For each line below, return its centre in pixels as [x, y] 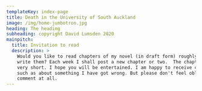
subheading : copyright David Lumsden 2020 [60, 34]
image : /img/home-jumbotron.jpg [47, 23]
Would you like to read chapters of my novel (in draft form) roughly [107, 56]
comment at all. [38, 78]
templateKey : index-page [37, 12]
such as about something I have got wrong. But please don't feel [102, 73]
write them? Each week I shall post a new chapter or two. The [99, 62]
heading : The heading [33, 28]
